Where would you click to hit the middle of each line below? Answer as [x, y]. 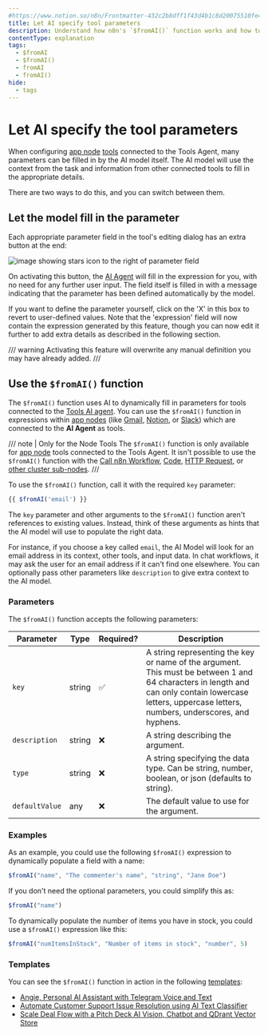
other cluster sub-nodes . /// [54, 469]
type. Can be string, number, [200, 768]
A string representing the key [201, 652]
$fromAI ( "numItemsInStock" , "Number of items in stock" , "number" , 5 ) [128, 944]
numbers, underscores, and [198, 712]
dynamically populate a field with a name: [77, 861]
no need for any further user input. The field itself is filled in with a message [133, 285]
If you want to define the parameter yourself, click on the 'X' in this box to [129, 309]
